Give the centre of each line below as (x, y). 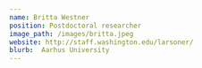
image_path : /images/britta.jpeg (72, 34)
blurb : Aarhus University (59, 50)
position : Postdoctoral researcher (76, 26)
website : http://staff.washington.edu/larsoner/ (101, 42)
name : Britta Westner (50, 17)
